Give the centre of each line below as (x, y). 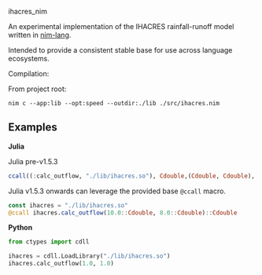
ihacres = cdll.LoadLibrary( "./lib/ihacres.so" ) (89, 256)
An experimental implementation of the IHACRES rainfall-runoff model (121, 26)
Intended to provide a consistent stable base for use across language (120, 50)
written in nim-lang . (40, 35)
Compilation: (29, 73)
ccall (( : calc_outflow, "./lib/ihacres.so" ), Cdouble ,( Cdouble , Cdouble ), (132, 176)
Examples (33, 128)
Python (20, 228)
